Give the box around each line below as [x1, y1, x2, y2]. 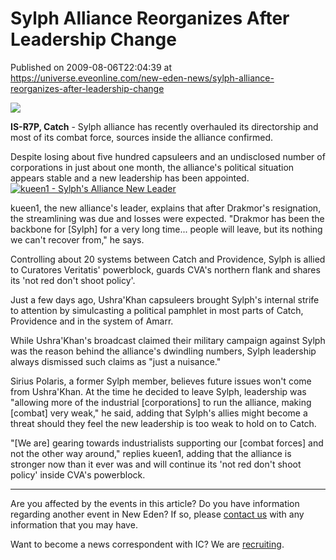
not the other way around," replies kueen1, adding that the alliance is [10, 447, 292, 459]
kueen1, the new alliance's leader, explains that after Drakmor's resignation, [10, 202, 322, 214]
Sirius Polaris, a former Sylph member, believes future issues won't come [10, 375, 312, 387]
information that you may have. [10, 518, 138, 531]
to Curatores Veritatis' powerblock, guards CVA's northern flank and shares [10, 263, 321, 276]
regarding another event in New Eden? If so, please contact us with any [10, 508, 305, 520]
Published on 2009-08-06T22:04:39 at [10, 61, 173, 73]
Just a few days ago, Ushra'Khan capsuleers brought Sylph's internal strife [10, 293, 320, 306]
